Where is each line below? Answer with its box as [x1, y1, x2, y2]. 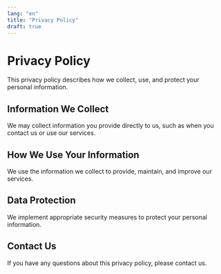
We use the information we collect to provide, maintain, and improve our [7, 167, 213, 175]
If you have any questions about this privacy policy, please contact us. [7, 259, 207, 267]
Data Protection [7, 194, 76, 206]
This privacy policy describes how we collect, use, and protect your [7, 75, 200, 84]
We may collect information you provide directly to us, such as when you [7, 122, 214, 130]
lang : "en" [7, 10, 39, 17]
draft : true [7, 23, 41, 30]
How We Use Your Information [7, 149, 140, 161]
